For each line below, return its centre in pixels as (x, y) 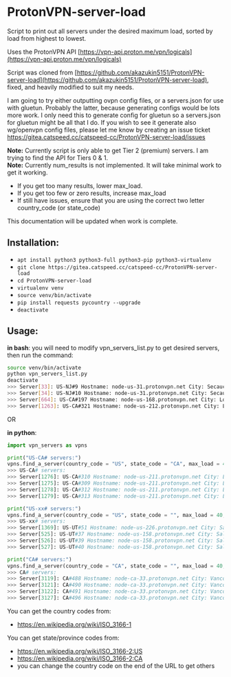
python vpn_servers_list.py (47, 374)
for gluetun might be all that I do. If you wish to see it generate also (102, 122)
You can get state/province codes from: (63, 638)
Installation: (33, 243)
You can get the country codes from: (59, 611)
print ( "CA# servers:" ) (40, 559)
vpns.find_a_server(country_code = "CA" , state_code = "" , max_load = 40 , (117, 566)
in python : (22, 432)
